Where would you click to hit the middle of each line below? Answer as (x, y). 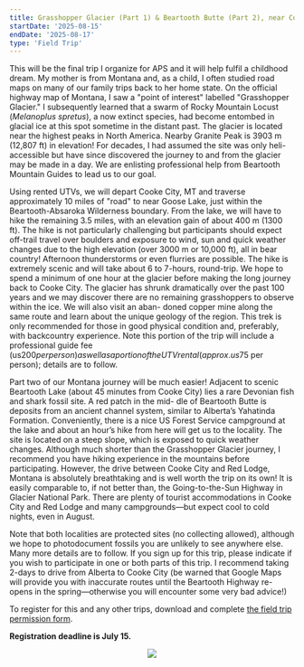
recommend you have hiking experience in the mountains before (130, 459)
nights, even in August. (52, 517)
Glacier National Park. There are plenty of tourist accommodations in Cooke (151, 497)
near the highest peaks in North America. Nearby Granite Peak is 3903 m (146, 136)
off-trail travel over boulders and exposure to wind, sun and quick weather (148, 240)
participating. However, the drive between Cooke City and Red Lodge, (140, 469)
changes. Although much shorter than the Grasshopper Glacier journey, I (145, 449)
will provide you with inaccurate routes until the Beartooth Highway (134, 582)
